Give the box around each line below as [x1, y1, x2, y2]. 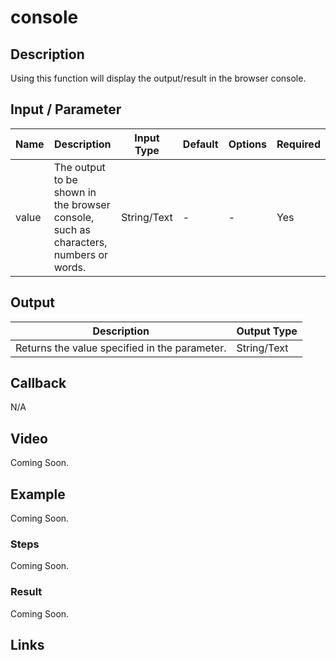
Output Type [236, 324, 298, 338]
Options [228, 137, 268, 151]
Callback [10, 375, 67, 392]
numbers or [53, 247, 109, 261]
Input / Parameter [10, 101, 122, 118]
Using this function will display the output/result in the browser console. [10, 72, 307, 84]
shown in [53, 185, 97, 199]
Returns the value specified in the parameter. [15, 341, 227, 355]
